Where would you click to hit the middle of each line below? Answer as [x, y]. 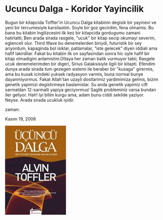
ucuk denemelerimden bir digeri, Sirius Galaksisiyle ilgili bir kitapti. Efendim [80, 64]
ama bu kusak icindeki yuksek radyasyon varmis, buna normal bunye [74, 74]
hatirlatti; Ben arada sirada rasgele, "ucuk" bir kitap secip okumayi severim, [81, 38]
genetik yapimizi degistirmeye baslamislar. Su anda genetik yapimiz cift [76, 84]
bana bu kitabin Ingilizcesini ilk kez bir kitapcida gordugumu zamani [73, 33]
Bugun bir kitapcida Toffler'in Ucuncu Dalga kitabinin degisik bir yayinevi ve [81, 22]
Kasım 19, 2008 [21, 119]
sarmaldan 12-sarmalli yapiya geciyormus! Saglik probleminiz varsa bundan [81, 90]
